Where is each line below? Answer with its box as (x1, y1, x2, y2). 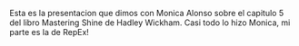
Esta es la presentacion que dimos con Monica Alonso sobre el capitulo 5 (9, 8, 284, 18)
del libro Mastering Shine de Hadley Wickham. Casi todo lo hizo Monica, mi (9, 17, 291, 28)
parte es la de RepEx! (9, 27, 89, 37)
